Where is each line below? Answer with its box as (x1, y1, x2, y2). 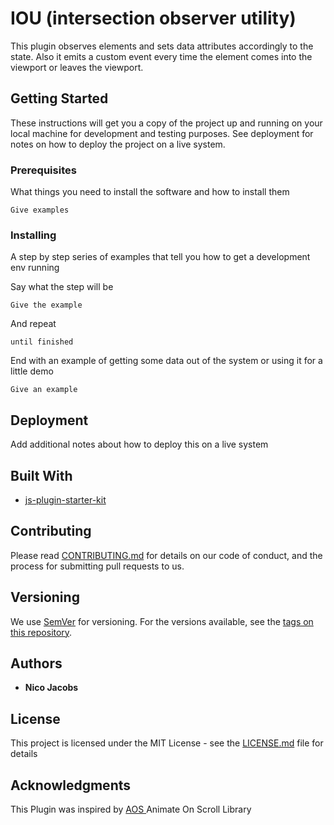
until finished (10, 337, 74, 347)
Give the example (10, 300, 83, 311)
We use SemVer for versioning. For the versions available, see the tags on (10, 615, 314, 627)
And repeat (10, 318, 57, 330)
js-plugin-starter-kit (24, 493, 107, 506)
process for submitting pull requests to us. (10, 560, 185, 572)
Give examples (10, 205, 70, 216)
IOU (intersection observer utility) (10, 7, 297, 30)
